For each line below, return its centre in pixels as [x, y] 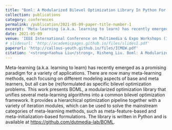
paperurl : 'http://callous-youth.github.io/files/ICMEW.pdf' [72, 48]
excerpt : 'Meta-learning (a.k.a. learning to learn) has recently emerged [87, 29]
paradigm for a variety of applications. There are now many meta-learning [83, 73]
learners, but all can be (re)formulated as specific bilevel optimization [79, 84]
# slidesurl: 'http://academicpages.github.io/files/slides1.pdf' [78, 44]
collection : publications [33, 15]
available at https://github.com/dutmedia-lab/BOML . [60, 122]
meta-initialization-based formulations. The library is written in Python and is [86, 116]
